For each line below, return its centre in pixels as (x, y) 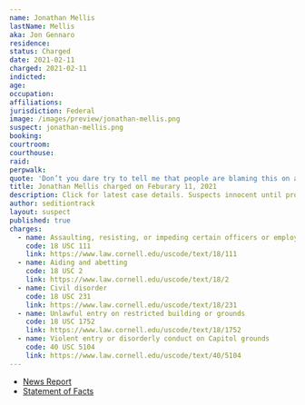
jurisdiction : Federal (52, 111)
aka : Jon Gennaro (42, 35)
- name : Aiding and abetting (73, 263)
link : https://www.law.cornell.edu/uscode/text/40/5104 (134, 355)
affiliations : (36, 102)
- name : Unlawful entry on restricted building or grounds (132, 313)
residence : (30, 43)
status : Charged (40, 52)
